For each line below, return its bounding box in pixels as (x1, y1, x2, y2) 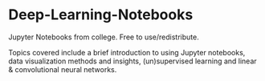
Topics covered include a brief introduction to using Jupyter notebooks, (8, 47, 246, 57)
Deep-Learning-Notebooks (8, 6, 194, 24)
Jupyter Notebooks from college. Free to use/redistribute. (8, 32, 199, 42)
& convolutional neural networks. (8, 64, 117, 74)
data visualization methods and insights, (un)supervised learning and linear (8, 56, 257, 66)
